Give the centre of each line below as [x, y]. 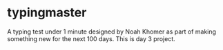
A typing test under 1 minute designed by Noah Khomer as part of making [111, 32]
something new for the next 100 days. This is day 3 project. [91, 38]
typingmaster [47, 13]
